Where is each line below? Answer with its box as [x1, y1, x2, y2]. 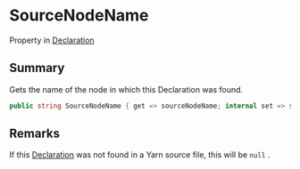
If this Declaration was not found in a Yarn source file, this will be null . [9, 149, 271, 160]
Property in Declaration [9, 35, 96, 45]
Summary [9, 60, 65, 76]
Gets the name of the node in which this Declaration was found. [9, 84, 244, 94]
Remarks [9, 126, 61, 141]
